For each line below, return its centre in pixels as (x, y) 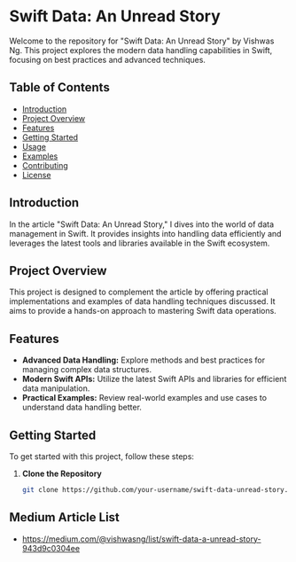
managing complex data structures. (87, 370)
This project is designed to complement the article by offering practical (139, 292)
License (36, 175)
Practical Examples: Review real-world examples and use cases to (144, 398)
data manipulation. (56, 388)
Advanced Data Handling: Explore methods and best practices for (144, 360)
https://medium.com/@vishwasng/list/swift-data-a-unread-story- (141, 539)
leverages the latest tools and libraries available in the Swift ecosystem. (140, 243)
